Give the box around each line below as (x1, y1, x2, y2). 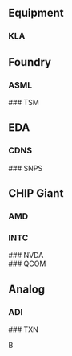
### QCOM (8, 259, 46, 268)
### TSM (8, 98, 40, 107)
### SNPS (8, 163, 42, 173)
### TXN (8, 325, 38, 334)
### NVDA (8, 251, 44, 260)
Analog (8, 282, 46, 296)
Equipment (8, 6, 64, 20)
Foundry (8, 55, 52, 69)
